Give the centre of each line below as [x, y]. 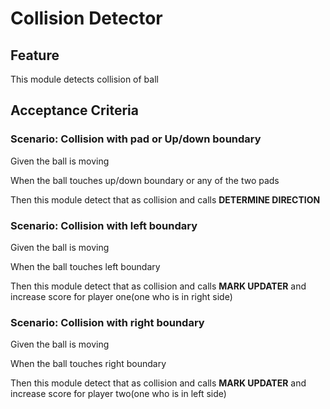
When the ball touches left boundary [85, 266]
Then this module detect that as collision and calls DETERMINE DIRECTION [165, 199]
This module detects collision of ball [84, 79]
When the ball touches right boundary [88, 364]
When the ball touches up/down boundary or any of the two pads [145, 180]
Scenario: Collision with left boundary [104, 225]
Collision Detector [86, 18]
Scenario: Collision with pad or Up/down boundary [136, 139]
